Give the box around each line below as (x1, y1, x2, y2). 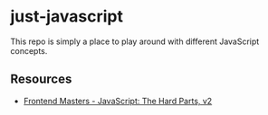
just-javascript (10, 6, 123, 27)
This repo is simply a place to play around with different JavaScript (10, 36, 260, 47)
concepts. (10, 45, 48, 56)
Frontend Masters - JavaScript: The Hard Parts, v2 (23, 95, 213, 106)
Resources (10, 72, 72, 87)
